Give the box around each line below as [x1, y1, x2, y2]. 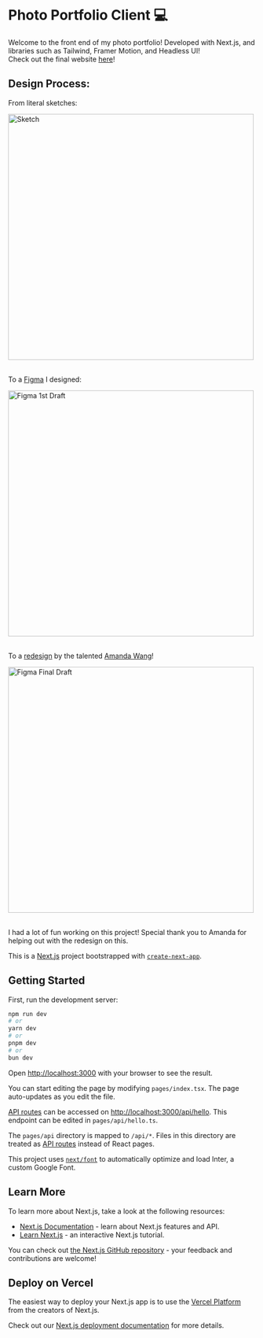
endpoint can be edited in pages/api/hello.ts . [8, 1115, 159, 1125]
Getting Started [8, 974, 86, 988]
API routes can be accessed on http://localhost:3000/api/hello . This [8, 1107, 228, 1116]
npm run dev [8, 1010, 47, 1018]
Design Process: [8, 77, 90, 91]
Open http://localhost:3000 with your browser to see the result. [8, 1068, 214, 1077]
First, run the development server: [8, 995, 119, 1004]
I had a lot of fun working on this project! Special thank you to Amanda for [8, 927, 247, 937]
